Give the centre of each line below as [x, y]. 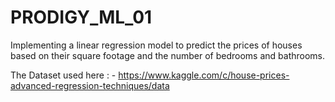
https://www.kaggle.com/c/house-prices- [204, 75]
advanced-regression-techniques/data [90, 85]
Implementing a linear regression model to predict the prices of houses [156, 45]
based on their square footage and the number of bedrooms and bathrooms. [168, 55]
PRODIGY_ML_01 [81, 17]
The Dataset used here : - [63, 75]
